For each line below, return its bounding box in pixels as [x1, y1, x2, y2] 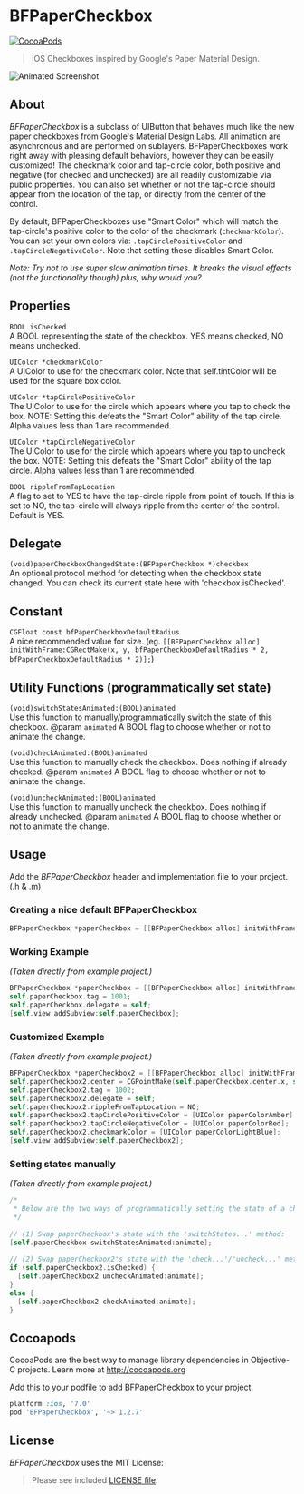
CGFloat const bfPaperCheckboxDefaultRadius [9, 628, 180, 637]
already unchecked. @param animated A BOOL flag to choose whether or [9, 811, 282, 821]
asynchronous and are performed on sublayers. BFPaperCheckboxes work [9, 140, 288, 151]
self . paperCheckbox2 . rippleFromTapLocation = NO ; [9, 1102, 201, 1112]
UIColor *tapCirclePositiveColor [9, 392, 136, 402]
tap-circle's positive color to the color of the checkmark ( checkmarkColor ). [9, 225, 285, 236]
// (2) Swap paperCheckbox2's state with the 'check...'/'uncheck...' [9, 1254, 281, 1264]
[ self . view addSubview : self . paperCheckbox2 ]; [9, 1136, 184, 1145]
